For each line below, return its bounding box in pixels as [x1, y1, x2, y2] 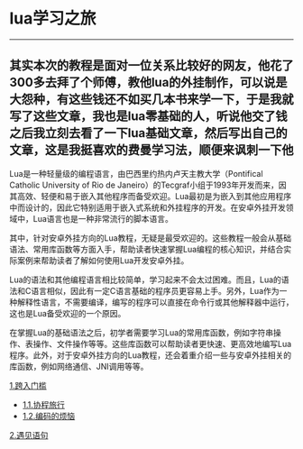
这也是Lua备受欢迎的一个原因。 [9, 307, 126, 318]
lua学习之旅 [9, 8, 96, 29]
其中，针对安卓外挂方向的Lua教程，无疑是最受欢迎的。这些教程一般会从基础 [9, 232, 292, 243]
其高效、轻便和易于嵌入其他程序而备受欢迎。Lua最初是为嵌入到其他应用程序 [9, 190, 292, 201]
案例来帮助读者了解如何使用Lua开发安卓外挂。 [16, 254, 189, 266]
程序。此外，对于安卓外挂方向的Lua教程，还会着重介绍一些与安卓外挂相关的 [9, 349, 292, 361]
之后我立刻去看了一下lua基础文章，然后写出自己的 [9, 125, 288, 141]
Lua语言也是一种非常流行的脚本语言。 [32, 213, 174, 224]
